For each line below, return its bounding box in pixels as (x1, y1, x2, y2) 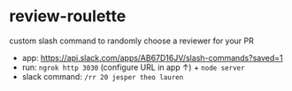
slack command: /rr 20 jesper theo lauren (21, 71, 184, 81)
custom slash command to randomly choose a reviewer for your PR (9, 35, 255, 46)
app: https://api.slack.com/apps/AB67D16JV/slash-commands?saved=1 (21, 52, 283, 63)
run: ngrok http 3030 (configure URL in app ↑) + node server (21, 62, 245, 72)
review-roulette (9, 6, 127, 27)
